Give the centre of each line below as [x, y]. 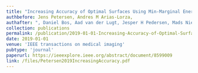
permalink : [19, 34]
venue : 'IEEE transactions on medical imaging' [66, 45]
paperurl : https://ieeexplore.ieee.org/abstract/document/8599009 [89, 55]
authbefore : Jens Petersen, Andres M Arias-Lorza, [70, 17]
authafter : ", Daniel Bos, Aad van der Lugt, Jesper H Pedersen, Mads [95, 22]
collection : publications [38, 28]
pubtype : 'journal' [30, 50]
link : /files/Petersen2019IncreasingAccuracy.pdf [68, 61]
